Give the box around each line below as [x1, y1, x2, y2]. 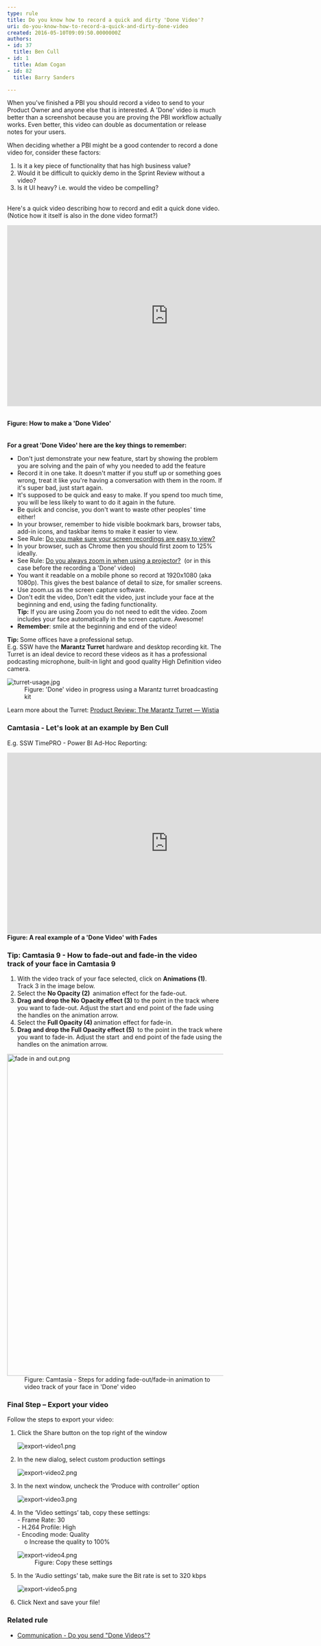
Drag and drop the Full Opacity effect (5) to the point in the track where [16, 1025, 223, 1033]
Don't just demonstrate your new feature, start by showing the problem [16, 455, 218, 463]
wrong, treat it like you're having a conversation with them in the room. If [16, 477, 223, 485]
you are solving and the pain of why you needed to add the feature [16, 461, 206, 470]
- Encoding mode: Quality [16, 1531, 90, 1539]
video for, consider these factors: [7, 148, 102, 157]
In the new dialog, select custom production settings [16, 1455, 166, 1463]
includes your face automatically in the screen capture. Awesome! [16, 615, 204, 624]
